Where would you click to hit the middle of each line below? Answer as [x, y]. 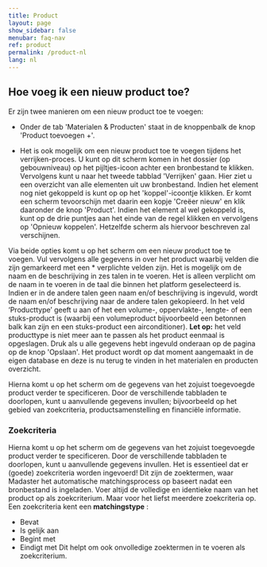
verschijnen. [40, 235]
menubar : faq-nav [37, 38]
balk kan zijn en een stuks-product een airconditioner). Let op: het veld [125, 326]
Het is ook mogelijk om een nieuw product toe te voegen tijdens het [130, 150]
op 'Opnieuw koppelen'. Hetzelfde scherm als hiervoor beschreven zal [135, 227]
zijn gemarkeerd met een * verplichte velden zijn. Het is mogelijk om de [125, 267]
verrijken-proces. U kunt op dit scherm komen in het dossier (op [125, 159]
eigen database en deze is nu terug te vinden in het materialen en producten [133, 360]
